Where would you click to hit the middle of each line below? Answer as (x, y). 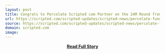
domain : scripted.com (27, 28)
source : (13, 23)
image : (12, 32)
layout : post (18, 10)
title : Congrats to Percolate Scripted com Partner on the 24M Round (78, 14)
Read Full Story (82, 46)
